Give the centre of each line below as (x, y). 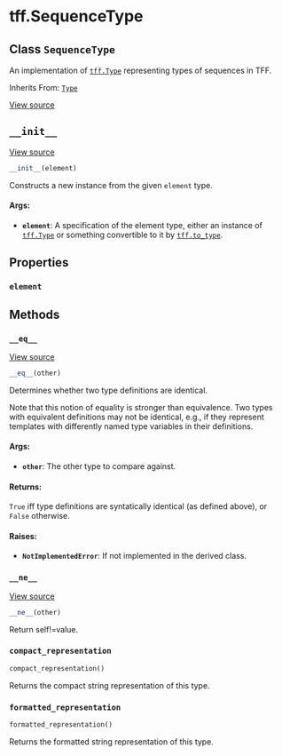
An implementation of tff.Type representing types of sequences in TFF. (141, 70)
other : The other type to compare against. (99, 466)
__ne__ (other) (35, 612)
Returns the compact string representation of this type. (110, 685)
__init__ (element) (43, 168)
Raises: (23, 536)
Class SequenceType (62, 49)
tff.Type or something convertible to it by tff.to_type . (122, 235)
